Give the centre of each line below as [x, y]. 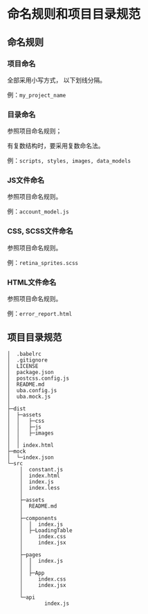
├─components [38, 518]
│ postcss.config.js [38, 378]
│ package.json [30, 372]
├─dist [17, 409]
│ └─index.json [30, 457]
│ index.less [40, 487]
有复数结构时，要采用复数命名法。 [56, 146]
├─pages [30, 555]
